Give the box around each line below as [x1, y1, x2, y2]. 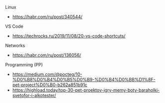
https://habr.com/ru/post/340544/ [12, 14, 83, 19]
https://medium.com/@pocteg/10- [12, 71, 82, 77]
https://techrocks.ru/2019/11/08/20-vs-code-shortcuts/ [12, 33, 126, 39]
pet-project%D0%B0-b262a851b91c [12, 82, 88, 88]
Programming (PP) [5, 62, 43, 67]
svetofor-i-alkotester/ [12, 93, 56, 98]
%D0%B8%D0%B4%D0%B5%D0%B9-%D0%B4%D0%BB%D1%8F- [12, 77, 156, 82]
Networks [5, 43, 25, 49]
